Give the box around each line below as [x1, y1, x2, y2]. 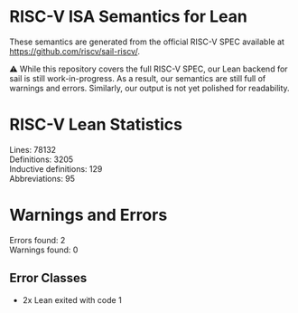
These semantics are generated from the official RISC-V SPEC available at [9, 36, 284, 47]
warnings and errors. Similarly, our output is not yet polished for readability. [9, 82, 291, 93]
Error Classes [9, 270, 88, 286]
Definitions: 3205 [9, 154, 74, 165]
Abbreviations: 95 [9, 173, 75, 184]
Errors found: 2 [9, 234, 66, 245]
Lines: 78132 [9, 144, 57, 155]
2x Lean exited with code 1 [22, 294, 122, 305]
